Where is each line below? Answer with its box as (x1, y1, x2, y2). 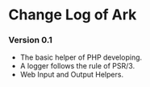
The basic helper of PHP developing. (19, 52, 143, 62)
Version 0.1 (8, 35, 52, 46)
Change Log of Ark (8, 6, 137, 24)
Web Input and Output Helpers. (19, 70, 123, 80)
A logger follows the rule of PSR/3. (19, 61, 135, 71)
